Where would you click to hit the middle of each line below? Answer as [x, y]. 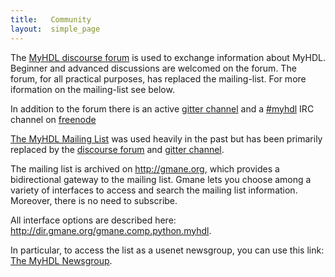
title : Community [51, 19]
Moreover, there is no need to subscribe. [94, 200]
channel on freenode [53, 119]
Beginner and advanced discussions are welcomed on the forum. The [153, 68]
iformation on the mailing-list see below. [92, 89]
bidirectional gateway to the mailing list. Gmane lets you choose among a [161, 179]
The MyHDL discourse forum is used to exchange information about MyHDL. [168, 57]
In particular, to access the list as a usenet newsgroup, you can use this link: [167, 250]
